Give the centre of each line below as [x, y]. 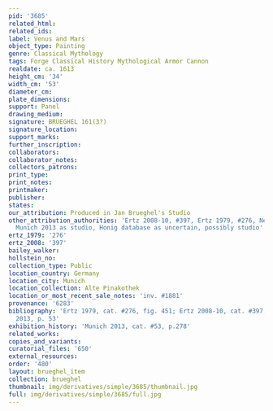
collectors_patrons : [43, 168]
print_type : [28, 175]
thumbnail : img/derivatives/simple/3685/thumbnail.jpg [103, 387]
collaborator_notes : [43, 160]
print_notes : [30, 183]
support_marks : [34, 137]
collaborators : [34, 152]
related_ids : [30, 31]
